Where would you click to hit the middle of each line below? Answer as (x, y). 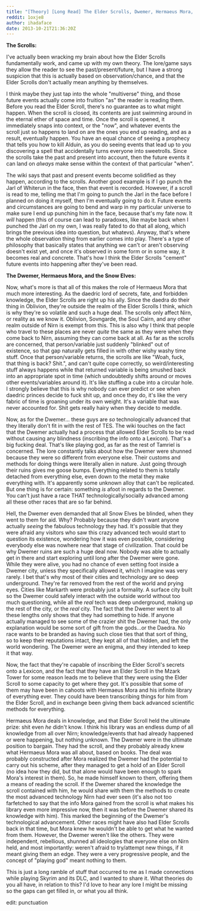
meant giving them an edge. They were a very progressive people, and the (98, 854)
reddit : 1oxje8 (25, 17)
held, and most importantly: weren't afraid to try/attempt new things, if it (95, 848)
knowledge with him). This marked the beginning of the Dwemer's (87, 816)
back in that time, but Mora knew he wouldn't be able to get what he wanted (100, 829)
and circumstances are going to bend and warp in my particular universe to (99, 207)
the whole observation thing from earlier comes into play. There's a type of (98, 239)
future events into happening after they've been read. (72, 264)
